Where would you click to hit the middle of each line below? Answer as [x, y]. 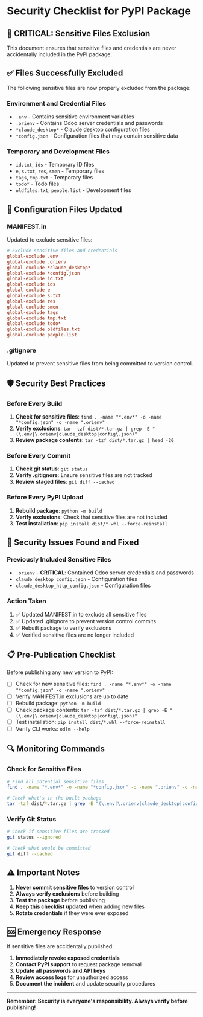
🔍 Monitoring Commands [56, 749]
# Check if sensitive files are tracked [58, 832]
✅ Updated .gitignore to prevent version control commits [86, 621]
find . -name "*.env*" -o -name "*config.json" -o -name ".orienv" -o [97, 787]
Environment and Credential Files [57, 103]
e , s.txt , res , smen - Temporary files [60, 171]
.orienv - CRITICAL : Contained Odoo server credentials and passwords [105, 573]
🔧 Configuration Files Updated [64, 209]
